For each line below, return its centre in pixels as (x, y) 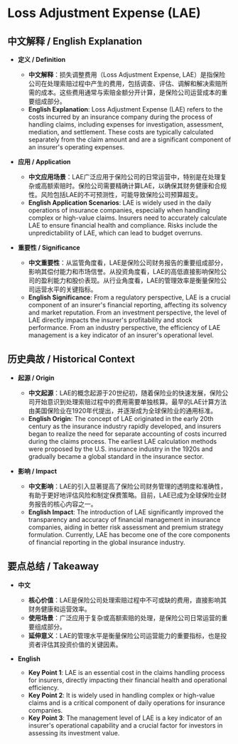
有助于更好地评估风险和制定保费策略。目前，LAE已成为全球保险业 (124, 495)
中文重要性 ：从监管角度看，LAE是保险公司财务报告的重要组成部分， (128, 262)
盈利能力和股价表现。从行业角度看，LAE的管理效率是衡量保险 (131, 280)
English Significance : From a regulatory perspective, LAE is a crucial (129, 297)
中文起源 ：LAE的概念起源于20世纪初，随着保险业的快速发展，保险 (125, 393)
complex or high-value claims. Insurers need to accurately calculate (128, 218)
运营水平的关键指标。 (66, 289)
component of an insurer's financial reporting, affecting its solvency (128, 305)
